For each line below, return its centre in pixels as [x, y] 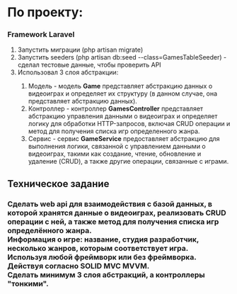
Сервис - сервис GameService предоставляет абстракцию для [124, 139]
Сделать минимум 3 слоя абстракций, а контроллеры [106, 275]
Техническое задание [58, 184]
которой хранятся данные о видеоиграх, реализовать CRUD [117, 213]
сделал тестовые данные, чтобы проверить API [89, 65]
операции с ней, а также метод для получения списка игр [113, 222]
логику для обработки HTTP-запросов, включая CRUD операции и [129, 124]
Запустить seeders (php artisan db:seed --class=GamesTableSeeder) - [122, 57]
